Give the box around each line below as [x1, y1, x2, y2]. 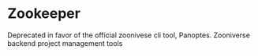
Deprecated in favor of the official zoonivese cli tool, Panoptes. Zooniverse [7, 30, 250, 40]
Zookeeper [7, 5, 80, 23]
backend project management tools [7, 38, 123, 47]
